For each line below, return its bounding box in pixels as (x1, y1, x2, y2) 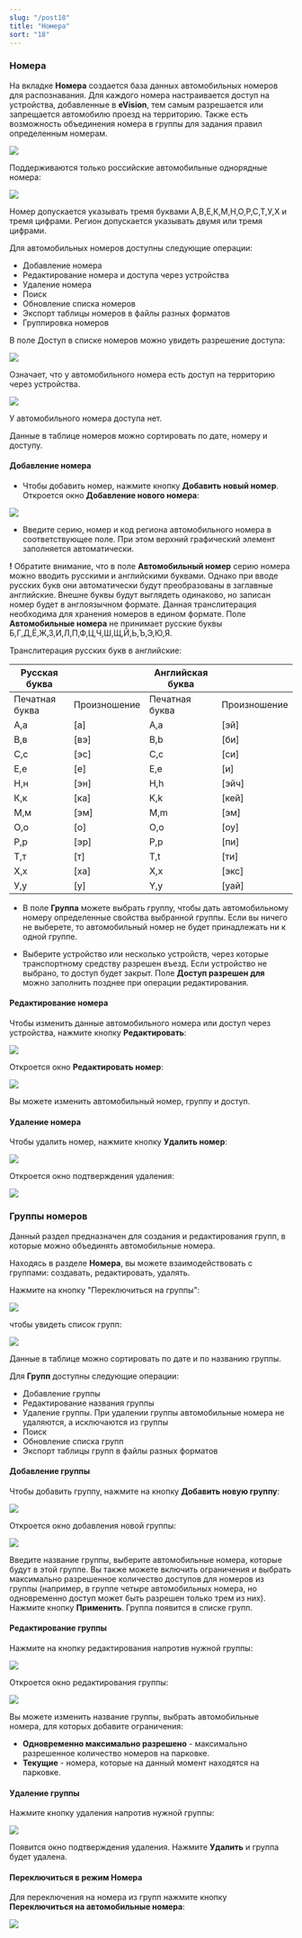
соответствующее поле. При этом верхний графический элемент (22, 533, 276, 544)
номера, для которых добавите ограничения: (9, 1720, 184, 1731)
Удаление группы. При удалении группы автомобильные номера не (22, 1407, 285, 1417)
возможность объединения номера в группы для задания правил (9, 118, 262, 129)
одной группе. (22, 931, 78, 942)
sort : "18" (9, 30, 50, 39)
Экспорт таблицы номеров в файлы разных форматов (22, 308, 231, 318)
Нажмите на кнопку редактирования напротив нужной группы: (9, 1642, 253, 1653)
